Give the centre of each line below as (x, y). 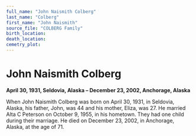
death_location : (26, 39)
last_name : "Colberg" (33, 17)
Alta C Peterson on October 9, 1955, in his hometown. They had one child (95, 114)
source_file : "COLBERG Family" (45, 28)
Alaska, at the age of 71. (35, 127)
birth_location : (26, 34)
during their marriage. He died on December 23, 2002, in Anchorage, (90, 120)
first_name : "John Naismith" (42, 22)
